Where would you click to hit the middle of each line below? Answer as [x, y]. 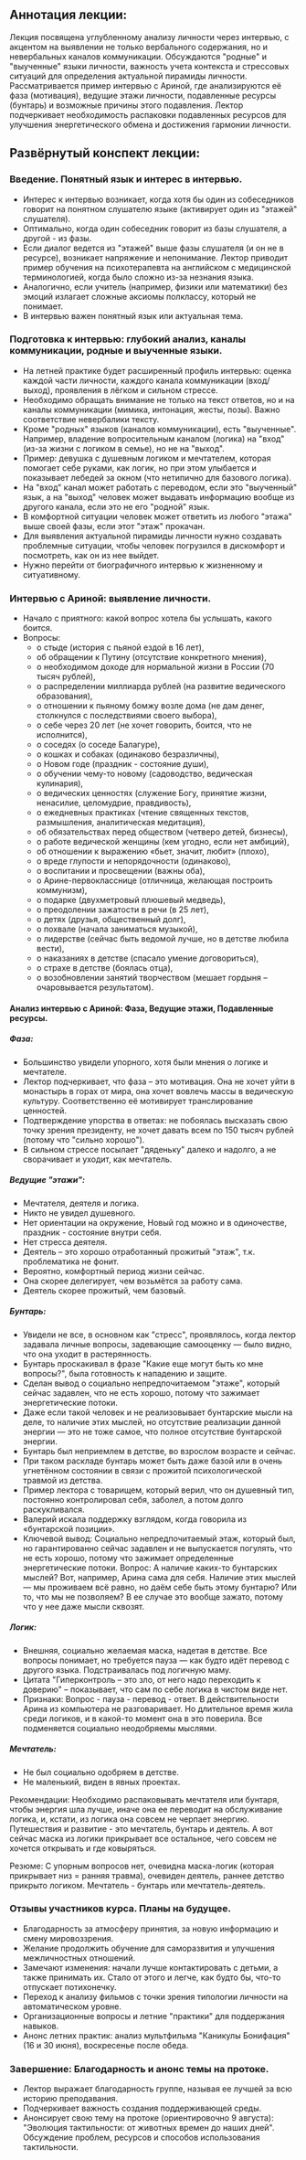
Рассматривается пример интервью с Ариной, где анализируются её [145, 85]
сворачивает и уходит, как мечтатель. [97, 1159]
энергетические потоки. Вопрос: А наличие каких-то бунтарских [150, 1568]
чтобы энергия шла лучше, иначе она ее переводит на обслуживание [146, 1809]
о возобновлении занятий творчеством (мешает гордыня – [152, 978]
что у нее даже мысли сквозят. [83, 1606]
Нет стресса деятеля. [65, 1241]
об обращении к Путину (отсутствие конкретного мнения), [151, 657]
